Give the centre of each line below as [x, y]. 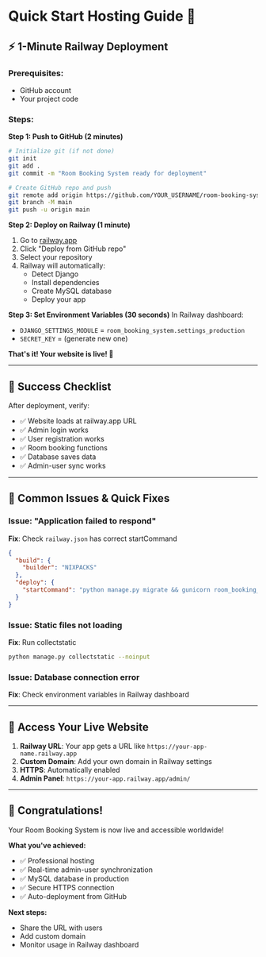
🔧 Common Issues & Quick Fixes [89, 498]
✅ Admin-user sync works [63, 465]
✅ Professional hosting [57, 860]
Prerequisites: [36, 73]
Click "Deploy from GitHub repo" [73, 249]
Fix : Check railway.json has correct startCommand [93, 538]
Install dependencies [65, 283]
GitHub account [45, 90]
